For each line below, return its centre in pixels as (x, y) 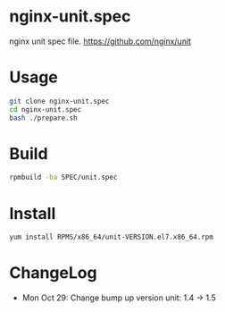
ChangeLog (53, 273)
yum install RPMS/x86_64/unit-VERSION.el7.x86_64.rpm (112, 237)
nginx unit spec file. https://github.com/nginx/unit (100, 41)
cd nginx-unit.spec (46, 109)
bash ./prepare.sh (43, 118)
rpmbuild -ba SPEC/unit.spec (63, 177)
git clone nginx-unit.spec (59, 101)
